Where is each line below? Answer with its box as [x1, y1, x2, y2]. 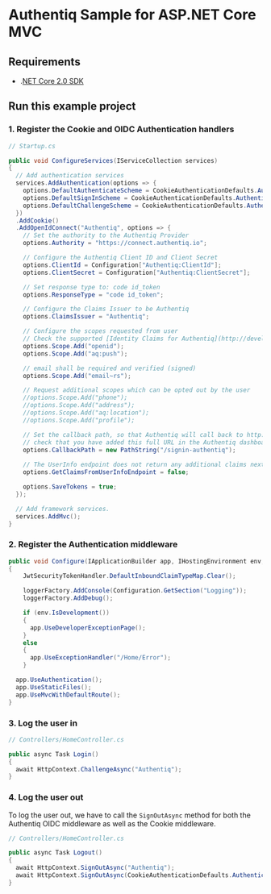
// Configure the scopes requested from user [23, 327, 179, 335]
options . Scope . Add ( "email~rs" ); [23, 372, 131, 380]
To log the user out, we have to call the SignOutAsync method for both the [8, 810, 252, 820]
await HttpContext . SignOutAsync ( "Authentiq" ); [15, 864, 175, 872]
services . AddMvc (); [15, 512, 81, 521]
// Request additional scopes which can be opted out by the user [23, 386, 251, 394]
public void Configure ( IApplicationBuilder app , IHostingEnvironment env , [8, 557, 265, 565]
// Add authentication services [15, 172, 125, 180]
